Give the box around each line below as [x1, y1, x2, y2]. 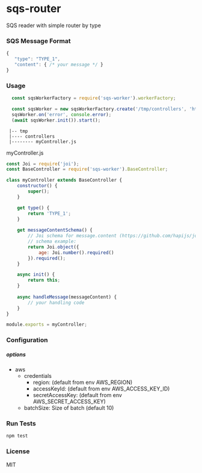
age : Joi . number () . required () [38, 249, 114, 256]
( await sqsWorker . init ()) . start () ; [11, 117, 101, 123]
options [6, 351, 26, 358]
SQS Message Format [6, 37, 71, 45]
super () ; [28, 188, 50, 194]
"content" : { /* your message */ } [14, 61, 103, 67]
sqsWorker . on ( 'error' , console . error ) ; [11, 111, 112, 117]
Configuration [6, 336, 48, 344]
